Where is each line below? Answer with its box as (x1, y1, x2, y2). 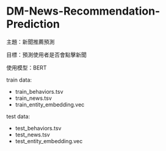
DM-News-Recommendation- (6, 4, 161, 18)
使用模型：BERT (6, 64, 47, 71)
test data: (6, 113, 31, 120)
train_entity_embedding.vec (15, 100, 85, 108)
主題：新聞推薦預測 (6, 38, 55, 45)
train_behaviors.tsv (15, 88, 63, 95)
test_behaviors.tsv (15, 124, 62, 132)
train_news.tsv (15, 94, 52, 102)
